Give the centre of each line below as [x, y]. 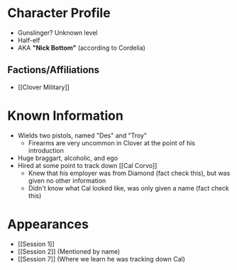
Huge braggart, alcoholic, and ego [68, 158]
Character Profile [59, 13]
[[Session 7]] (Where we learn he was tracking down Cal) [101, 259]
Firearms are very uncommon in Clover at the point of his [112, 142]
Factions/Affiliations [54, 70]
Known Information [66, 116]
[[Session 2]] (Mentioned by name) [69, 251]
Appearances [48, 224]
